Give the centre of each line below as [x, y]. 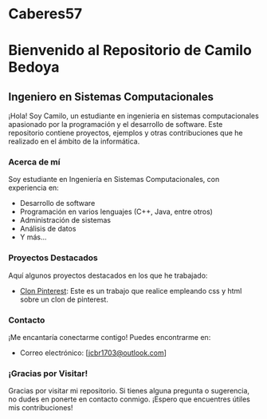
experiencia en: [34, 188]
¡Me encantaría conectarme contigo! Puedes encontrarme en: [110, 338]
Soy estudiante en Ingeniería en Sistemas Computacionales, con [114, 180]
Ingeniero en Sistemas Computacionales [111, 97]
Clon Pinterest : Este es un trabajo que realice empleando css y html [131, 291]
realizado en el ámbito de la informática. [74, 141]
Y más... [33, 237]
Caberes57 [45, 14]
